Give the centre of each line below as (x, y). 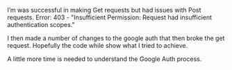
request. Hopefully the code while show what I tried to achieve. (98, 45)
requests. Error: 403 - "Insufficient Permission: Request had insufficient (110, 17)
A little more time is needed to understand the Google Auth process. (105, 59)
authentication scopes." (41, 25)
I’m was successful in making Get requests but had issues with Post (104, 10)
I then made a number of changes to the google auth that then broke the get (116, 38)
